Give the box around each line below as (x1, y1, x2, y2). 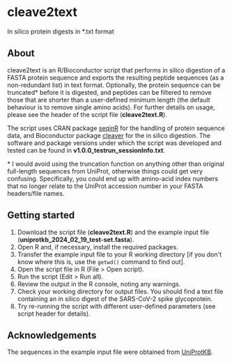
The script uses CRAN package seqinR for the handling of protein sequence (7, 123, 225, 132)
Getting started (7, 210, 75, 222)
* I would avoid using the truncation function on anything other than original (7, 160, 224, 168)
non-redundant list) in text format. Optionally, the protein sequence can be (7, 81, 221, 89)
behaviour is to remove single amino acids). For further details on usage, (7, 102, 215, 111)
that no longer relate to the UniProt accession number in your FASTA (7, 182, 203, 190)
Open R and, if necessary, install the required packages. (17, 242, 179, 251)
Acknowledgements (7, 329, 97, 341)
